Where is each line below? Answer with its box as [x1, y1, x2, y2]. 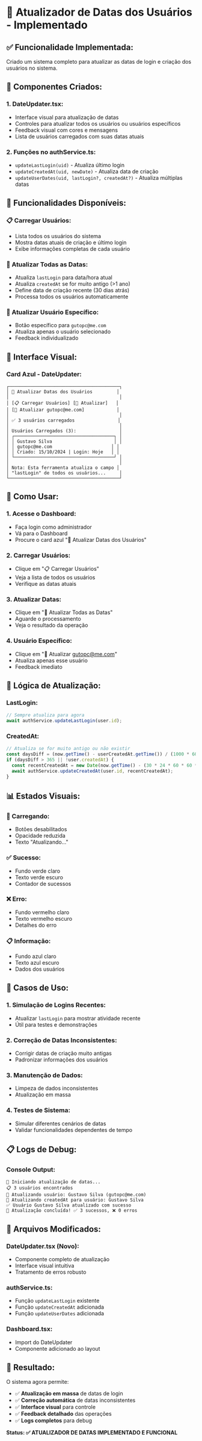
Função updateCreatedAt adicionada [14, 1303, 104, 1310]
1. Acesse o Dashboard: [6, 509, 76, 518]
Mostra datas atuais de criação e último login [14, 239, 127, 246]
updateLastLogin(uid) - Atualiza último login [14, 161, 125, 168]
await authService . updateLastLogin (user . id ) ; [6, 718, 122, 724]
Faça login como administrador [14, 523, 92, 530]
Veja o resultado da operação [14, 622, 88, 629]
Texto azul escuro [14, 959, 60, 966]
